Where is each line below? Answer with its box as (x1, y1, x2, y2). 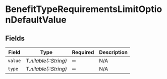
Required (72, 49, 94, 55)
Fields (5, 34, 25, 42)
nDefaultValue (5, 14, 67, 25)
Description (99, 49, 128, 55)
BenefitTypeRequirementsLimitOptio (5, 3, 162, 15)
